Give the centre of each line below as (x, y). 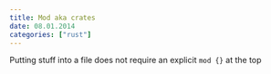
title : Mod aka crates (52, 18)
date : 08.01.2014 (42, 26)
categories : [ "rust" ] (51, 34)
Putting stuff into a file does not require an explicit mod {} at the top (135, 60)
